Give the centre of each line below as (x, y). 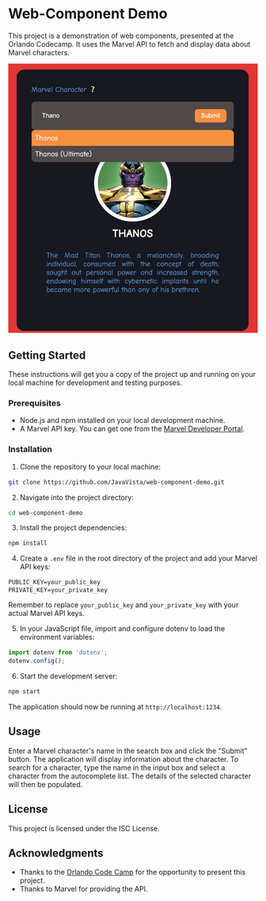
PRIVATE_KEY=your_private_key (58, 591)
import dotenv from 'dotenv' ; (58, 653)
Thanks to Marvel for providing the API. (84, 889)
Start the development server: (68, 676)
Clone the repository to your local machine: (90, 466)
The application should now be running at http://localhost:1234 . (115, 706)
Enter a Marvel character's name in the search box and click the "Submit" (128, 751)
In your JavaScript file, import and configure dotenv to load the (122, 629)
